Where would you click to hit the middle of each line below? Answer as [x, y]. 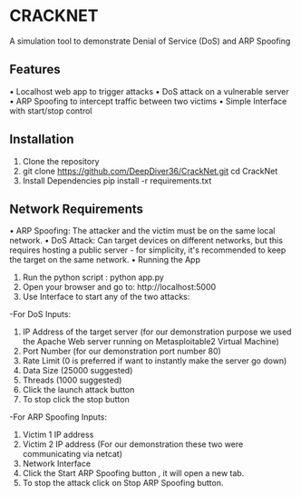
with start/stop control [51, 111]
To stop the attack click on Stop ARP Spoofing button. [123, 483]
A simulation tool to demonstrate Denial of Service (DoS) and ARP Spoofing [150, 41]
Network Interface [57, 463]
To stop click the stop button [76, 400]
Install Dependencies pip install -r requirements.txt [117, 180]
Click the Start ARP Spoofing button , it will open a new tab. [133, 473]
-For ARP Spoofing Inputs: [58, 417]
